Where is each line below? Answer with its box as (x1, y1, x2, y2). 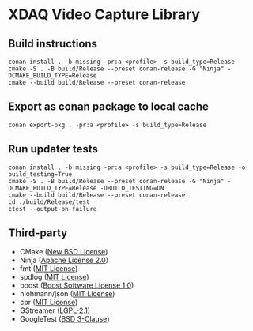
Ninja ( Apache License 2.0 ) (19, 255, 109, 265)
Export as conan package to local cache (8, 100, 210, 114)
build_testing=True (8, 170, 73, 179)
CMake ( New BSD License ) (19, 247, 108, 257)
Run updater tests (8, 142, 99, 156)
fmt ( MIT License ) (19, 264, 78, 273)
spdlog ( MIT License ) (19, 273, 89, 282)
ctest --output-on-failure (8, 205, 97, 213)
